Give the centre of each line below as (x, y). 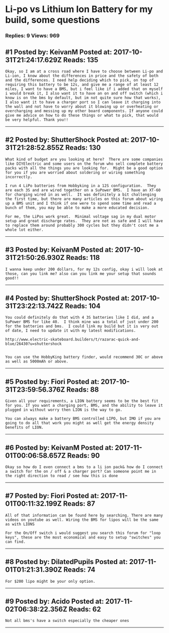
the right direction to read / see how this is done (62, 476)
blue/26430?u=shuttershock (33, 344)
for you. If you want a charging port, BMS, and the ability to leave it (84, 406)
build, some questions (53, 20)
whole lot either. (24, 230)
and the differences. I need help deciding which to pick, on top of (80, 80)
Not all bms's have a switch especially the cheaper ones (67, 621)
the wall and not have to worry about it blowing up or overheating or (82, 107)
